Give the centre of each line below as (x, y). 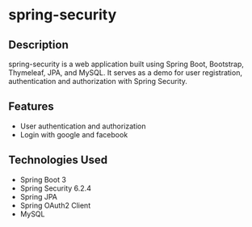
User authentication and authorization (83, 126)
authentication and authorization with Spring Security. (98, 81)
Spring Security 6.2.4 (55, 188)
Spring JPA (39, 196)
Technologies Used (58, 160)
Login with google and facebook (74, 134)
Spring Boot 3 (43, 179)
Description (38, 45)
